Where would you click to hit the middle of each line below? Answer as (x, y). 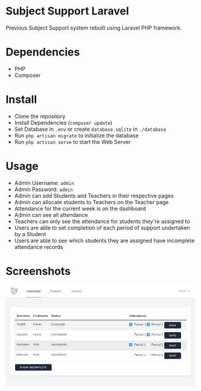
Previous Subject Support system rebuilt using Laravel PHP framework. (94, 28)
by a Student (30, 234)
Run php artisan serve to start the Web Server (72, 142)
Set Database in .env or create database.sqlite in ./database (90, 129)
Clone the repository (40, 116)
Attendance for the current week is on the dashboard (80, 208)
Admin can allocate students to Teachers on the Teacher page (91, 202)
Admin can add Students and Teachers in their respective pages (94, 195)
